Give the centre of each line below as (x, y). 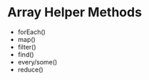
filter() (27, 47)
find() (26, 55)
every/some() (37, 62)
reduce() (31, 69)
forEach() (32, 32)
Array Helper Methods (75, 12)
